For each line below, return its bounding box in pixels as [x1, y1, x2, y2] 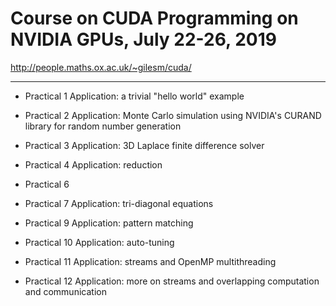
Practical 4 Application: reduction [24, 158, 163, 171]
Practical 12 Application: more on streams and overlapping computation [24, 275, 320, 287]
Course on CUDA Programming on [10, 7, 299, 30]
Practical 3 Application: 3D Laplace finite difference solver [24, 139, 265, 151]
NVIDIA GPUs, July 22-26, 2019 [10, 28, 277, 51]
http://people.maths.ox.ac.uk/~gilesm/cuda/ [10, 61, 192, 73]
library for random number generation [24, 120, 182, 132]
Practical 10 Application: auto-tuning [24, 236, 175, 248]
